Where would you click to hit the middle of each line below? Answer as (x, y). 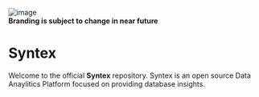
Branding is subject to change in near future (83, 21)
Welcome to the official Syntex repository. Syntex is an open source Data (130, 75)
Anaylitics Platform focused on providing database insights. (107, 83)
